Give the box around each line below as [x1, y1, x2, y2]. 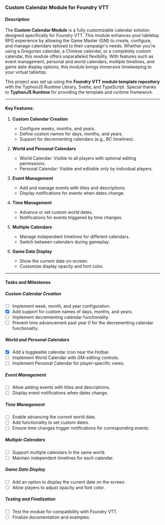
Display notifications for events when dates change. [19, 190, 125, 196]
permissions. [19, 161, 46, 166]
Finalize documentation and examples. [12, 514, 90, 520]
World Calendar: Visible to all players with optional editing [19, 155, 137, 162]
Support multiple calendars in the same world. [12, 449, 106, 455]
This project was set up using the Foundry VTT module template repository [5, 79, 160, 85]
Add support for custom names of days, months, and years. [12, 308, 133, 315]
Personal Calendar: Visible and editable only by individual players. [19, 166, 153, 172]
